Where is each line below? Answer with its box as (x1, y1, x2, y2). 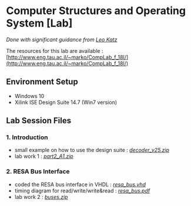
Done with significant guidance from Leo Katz (6, 36, 118, 43)
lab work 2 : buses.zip (14, 193, 69, 200)
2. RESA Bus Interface (6, 167, 70, 175)
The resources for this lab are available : (6, 47, 103, 54)
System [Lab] (6, 16, 73, 30)
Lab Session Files (6, 116, 72, 126)
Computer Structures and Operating (6, 4, 186, 18)
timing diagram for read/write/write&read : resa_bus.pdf (14, 187, 150, 194)
